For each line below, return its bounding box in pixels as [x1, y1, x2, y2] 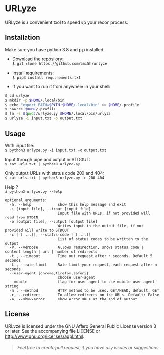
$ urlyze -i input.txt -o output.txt [5, 116, 82, 121]
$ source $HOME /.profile [5, 107, 56, 112]
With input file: [5, 142, 35, 148]
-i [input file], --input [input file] [9, 206, 91, 211]
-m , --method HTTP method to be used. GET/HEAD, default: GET [9, 288, 160, 293]
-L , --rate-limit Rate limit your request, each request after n [9, 262, 157, 267]
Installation [5, 33, 40, 42]
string [5, 283, 19, 289]
